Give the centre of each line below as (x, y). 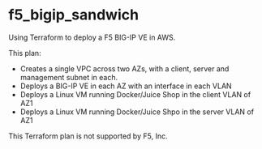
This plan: (25, 53)
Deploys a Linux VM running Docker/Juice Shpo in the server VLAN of (137, 112)
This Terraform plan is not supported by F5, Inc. (88, 136)
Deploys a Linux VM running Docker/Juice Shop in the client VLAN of (135, 94)
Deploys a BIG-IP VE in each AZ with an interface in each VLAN (126, 86)
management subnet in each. (69, 77)
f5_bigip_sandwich (74, 15)
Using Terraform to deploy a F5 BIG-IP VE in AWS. (92, 37)
